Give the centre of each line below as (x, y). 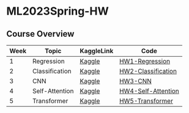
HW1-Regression (144, 61)
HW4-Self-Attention (149, 91)
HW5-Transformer (146, 101)
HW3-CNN (135, 81)
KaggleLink (96, 51)
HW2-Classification (148, 71)
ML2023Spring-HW (57, 11)
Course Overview (40, 34)
